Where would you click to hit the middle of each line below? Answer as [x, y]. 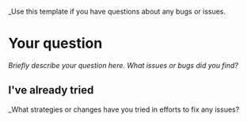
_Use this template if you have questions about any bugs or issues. [117, 11]
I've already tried [51, 90]
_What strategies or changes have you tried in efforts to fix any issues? [124, 109]
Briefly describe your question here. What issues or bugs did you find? [123, 65]
